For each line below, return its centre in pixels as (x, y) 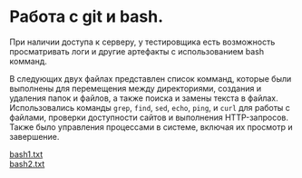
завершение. (34, 136)
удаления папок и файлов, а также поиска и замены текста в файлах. (144, 98)
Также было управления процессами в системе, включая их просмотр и (151, 127)
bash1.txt (26, 154)
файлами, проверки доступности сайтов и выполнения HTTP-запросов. (149, 117)
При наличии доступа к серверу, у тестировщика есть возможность (142, 42)
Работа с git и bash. (87, 17)
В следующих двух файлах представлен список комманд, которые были (151, 78)
